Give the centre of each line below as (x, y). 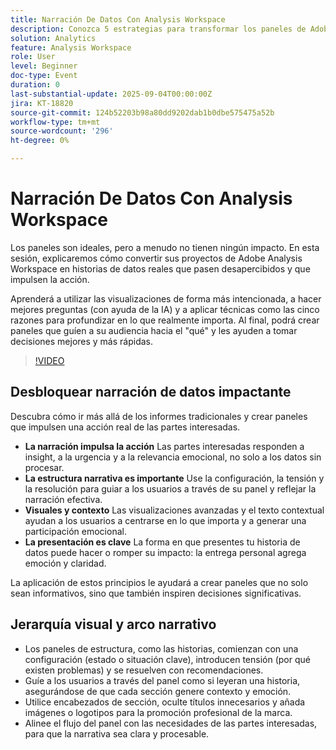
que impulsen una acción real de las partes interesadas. (125, 427)
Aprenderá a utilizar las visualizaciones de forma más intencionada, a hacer (166, 298)
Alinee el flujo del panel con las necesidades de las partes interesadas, (171, 723)
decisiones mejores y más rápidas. (82, 341)
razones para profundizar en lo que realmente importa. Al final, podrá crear (165, 320)
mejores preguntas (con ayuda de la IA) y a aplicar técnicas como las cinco (165, 309)
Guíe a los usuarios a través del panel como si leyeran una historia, (162, 680)
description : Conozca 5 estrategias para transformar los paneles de (158, 29)
